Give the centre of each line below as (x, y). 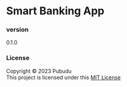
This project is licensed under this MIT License (63, 77)
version (17, 30)
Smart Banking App (55, 11)
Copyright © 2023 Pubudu (39, 71)
